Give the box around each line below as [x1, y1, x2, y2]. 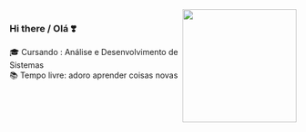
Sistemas [9, 60, 44, 71]
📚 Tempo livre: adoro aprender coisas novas [9, 70, 178, 80]
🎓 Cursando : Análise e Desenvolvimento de [9, 47, 178, 58]
